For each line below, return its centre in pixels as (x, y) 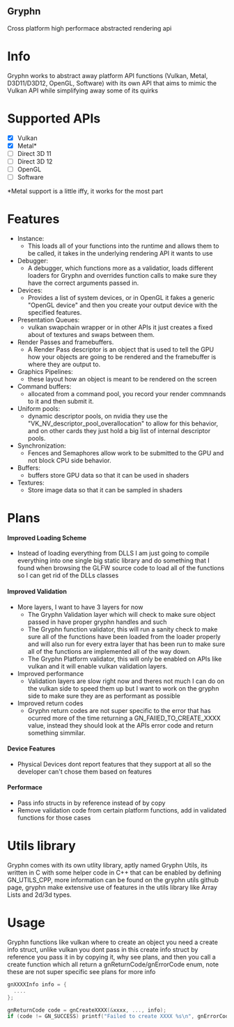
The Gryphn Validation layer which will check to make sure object (122, 614)
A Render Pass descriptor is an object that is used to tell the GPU (121, 350)
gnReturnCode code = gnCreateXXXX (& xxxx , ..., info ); (87, 1010)
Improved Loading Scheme (47, 538)
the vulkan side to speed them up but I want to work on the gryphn (123, 688)
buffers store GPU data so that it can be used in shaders (108, 475)
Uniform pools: (39, 409)
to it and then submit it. (61, 401)
